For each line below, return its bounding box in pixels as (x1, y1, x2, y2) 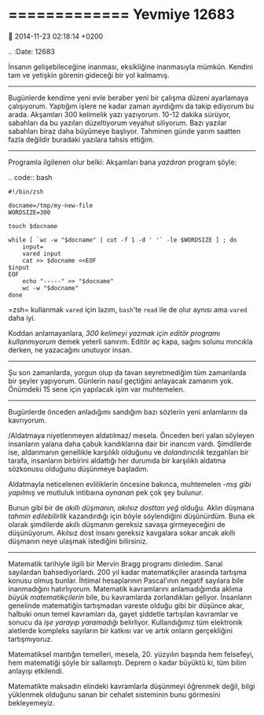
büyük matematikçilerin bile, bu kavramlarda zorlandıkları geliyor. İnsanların (8, 592, 252, 602)
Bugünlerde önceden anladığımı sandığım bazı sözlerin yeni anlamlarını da (8, 407, 247, 416)
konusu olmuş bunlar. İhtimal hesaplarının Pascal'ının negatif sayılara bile (8, 576, 244, 585)
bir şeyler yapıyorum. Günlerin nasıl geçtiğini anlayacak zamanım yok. (8, 376, 234, 385)
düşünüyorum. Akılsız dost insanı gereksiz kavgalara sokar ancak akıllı (8, 528, 236, 537)
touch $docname (8, 222, 58, 230)
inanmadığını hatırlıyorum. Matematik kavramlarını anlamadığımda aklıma (8, 584, 244, 593)
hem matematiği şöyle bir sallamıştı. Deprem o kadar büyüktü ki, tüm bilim (8, 658, 247, 667)
